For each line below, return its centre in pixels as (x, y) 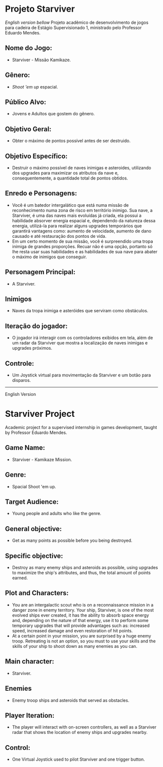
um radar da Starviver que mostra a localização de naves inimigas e (80, 343)
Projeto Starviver (40, 9)
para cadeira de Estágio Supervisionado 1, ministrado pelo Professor (73, 27)
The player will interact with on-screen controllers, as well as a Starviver (84, 727)
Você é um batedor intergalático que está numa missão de (70, 205)
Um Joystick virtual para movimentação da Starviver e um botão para (81, 375)
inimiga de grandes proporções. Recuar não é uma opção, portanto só (82, 246)
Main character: (30, 662)
